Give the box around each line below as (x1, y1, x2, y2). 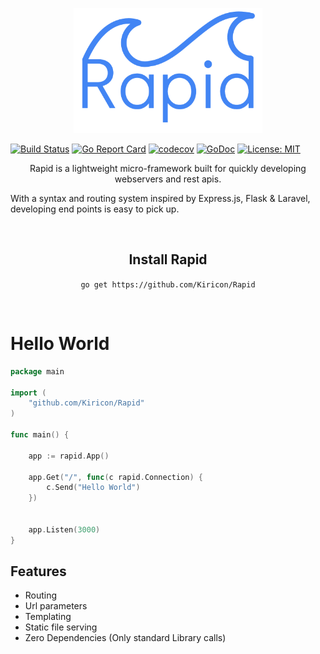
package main (10, 366, 65, 377)
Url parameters (24, 600, 88, 612)
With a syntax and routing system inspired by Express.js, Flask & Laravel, (10, 193, 311, 204)
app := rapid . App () (28, 451, 110, 461)
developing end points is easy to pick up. (10, 203, 180, 215)
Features (10, 563, 67, 580)
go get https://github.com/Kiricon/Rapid (80, 279, 256, 290)
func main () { (10, 430, 70, 440)
